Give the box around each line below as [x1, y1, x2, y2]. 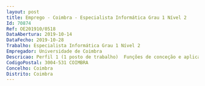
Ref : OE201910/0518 [6, 25, 56, 32]
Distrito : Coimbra [6, 71, 53, 77]
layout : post [6, 8, 40, 15]
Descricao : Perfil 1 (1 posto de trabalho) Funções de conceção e [6, 54, 182, 60]
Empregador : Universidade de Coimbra [6, 48, 103, 55]
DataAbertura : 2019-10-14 [6, 31, 72, 38]
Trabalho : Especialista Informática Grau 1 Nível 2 [6, 43, 140, 49]
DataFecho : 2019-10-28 [6, 37, 64, 43]
